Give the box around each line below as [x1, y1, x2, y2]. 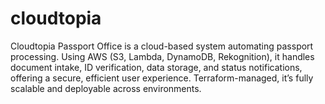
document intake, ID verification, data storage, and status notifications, [10, 61, 303, 73]
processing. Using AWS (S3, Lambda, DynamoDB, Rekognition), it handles [10, 50, 315, 62]
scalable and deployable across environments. [10, 82, 202, 94]
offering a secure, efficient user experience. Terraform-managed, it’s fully [10, 72, 314, 84]
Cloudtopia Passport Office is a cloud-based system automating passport [10, 40, 314, 52]
